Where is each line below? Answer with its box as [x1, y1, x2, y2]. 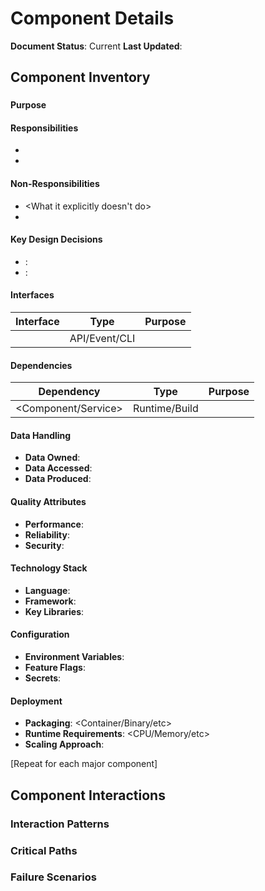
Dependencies [10, 359, 73, 371]
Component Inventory [10, 69, 151, 86]
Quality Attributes [10, 496, 87, 508]
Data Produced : [24, 473, 92, 485]
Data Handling [10, 429, 72, 441]
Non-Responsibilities [10, 178, 100, 190]
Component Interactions [10, 787, 166, 804]
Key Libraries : [24, 605, 85, 617]
